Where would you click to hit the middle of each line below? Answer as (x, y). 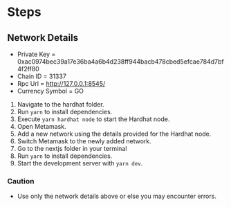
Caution (21, 181)
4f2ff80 (28, 69)
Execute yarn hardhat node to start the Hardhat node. (93, 119)
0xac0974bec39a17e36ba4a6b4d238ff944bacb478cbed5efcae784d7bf (121, 62)
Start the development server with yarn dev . (80, 163)
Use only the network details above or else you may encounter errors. (117, 196)
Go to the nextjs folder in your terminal (72, 148)
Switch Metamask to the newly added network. (84, 141)
